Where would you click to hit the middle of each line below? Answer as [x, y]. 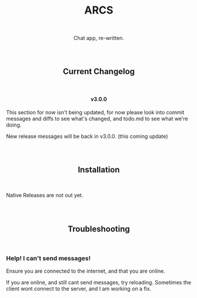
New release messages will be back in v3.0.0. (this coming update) [87, 136]
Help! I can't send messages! [49, 258]
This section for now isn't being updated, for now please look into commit [95, 112]
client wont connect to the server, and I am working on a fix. [79, 289]
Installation [99, 169]
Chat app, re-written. [99, 38]
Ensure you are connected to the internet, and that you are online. [86, 271]
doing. [14, 125]
